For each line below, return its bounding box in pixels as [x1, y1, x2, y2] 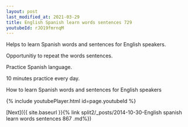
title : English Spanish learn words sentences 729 [6, 19, 132, 25]
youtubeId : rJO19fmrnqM [6, 25, 64, 31]
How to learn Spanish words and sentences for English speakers [6, 86, 162, 94]
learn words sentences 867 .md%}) [6, 115, 92, 122]
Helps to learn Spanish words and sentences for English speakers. [6, 41, 166, 48]
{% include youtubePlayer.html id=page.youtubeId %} [6, 98, 136, 105]
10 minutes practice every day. [6, 75, 80, 82]
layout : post [6, 8, 38, 15]
